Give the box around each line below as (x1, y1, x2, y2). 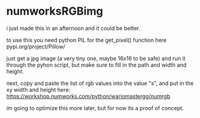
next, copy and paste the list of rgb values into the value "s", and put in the (6, 79, 194, 87)
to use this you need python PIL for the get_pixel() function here (6, 36, 167, 43)
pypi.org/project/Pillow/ (6, 43, 66, 50)
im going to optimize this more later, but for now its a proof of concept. (6, 104, 184, 111)
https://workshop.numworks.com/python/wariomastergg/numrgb (6, 92, 171, 100)
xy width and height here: (6, 86, 71, 93)
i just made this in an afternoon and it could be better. (6, 24, 141, 32)
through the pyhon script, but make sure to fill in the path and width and (6, 61, 187, 68)
